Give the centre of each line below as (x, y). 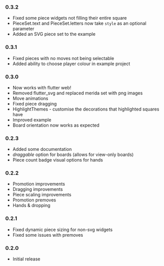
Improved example (32, 120)
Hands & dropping (31, 205)
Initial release (26, 259)
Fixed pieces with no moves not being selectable (63, 58)
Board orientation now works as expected (56, 125)
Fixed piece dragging (35, 103)
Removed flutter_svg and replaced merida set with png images (77, 93)
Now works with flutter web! (42, 87)
